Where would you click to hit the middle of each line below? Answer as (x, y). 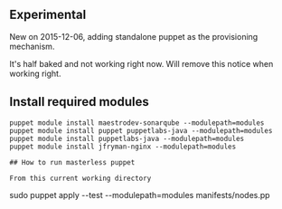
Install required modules (79, 102)
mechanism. (32, 46)
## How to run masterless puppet (72, 162)
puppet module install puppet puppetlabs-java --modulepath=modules (141, 130)
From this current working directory (80, 178)
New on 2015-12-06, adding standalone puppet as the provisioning (134, 36)
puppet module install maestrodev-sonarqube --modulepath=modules (137, 123)
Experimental (48, 15)
